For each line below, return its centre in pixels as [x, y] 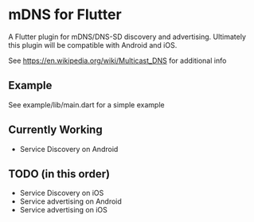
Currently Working [55, 130]
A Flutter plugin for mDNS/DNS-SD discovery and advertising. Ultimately [127, 37]
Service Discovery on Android [69, 149]
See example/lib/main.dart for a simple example [86, 104]
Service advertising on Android [70, 201]
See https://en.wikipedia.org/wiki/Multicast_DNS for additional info [117, 60]
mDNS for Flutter [65, 15]
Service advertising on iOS [63, 210]
